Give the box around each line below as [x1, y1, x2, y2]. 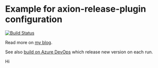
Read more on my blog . [5, 39, 53, 45]
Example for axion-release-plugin [5, 3, 147, 15]
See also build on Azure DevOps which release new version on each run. [5, 49, 153, 55]
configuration [5, 14, 63, 25]
